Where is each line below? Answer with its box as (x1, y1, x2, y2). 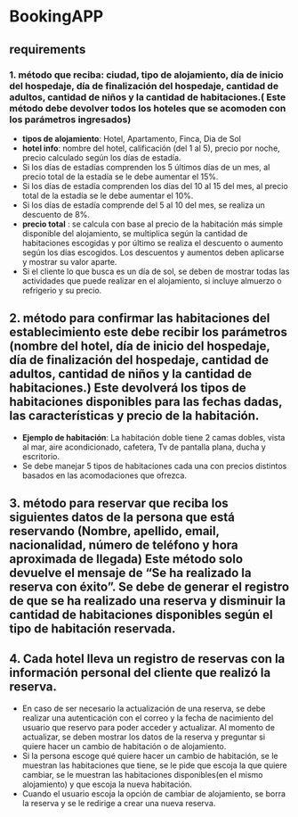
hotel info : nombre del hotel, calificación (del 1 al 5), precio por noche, (21, 143, 280, 153)
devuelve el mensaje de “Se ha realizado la (9, 565, 252, 581)
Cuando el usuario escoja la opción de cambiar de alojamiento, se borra (21, 788, 286, 799)
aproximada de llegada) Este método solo (9, 551, 243, 567)
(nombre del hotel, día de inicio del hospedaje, (9, 339, 270, 354)
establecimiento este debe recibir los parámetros (9, 325, 287, 340)
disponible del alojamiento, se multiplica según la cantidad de (21, 227, 248, 238)
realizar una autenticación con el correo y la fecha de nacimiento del (21, 712, 274, 723)
